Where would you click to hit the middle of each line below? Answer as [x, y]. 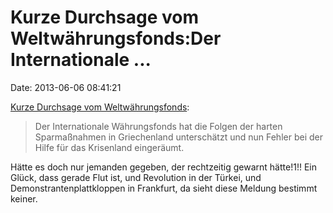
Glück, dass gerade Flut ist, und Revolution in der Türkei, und [136, 177]
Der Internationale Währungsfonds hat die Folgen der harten [158, 126]
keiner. [24, 198]
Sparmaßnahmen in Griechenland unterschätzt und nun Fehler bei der [178, 137]
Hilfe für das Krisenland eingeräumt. [109, 147]
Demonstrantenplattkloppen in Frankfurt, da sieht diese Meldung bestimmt [164, 188]
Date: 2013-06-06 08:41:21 [66, 87]
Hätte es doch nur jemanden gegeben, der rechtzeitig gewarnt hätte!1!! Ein [163, 167]
